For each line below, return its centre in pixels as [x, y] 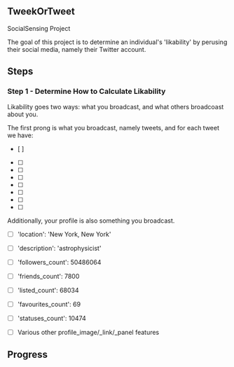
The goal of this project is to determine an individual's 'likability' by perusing [117, 42]
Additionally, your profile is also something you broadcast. [91, 221]
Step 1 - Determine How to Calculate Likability [87, 92]
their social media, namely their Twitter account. [77, 49]
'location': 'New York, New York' [64, 234]
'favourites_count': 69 [49, 304]
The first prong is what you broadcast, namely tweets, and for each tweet [113, 127]
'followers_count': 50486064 [59, 262]
